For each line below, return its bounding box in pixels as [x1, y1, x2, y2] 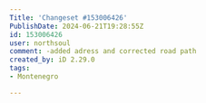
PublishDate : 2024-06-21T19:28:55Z [9, 22, 144, 31]
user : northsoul [9, 38, 71, 48]
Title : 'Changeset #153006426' [9, 13, 128, 23]
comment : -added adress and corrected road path [9, 47, 197, 56]
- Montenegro [9, 72, 59, 81]
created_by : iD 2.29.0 [9, 55, 95, 64]
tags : [9, 64, 30, 73]
